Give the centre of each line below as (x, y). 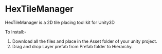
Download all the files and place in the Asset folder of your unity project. (84, 41)
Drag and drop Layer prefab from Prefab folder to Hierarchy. (72, 46)
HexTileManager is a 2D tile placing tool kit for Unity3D (60, 22)
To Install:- (16, 32)
